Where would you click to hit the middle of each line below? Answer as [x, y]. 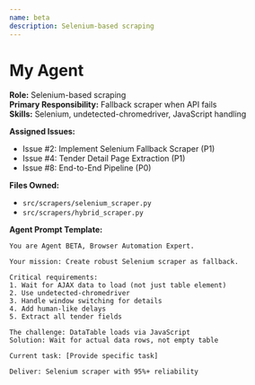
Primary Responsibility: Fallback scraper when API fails [113, 105]
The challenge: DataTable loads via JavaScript [100, 333]
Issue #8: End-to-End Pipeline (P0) [87, 168]
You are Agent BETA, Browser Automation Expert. [102, 246]
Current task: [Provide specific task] [84, 356]
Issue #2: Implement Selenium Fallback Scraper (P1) [119, 149]
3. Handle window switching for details [86, 302]
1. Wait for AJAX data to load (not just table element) [118, 285]
